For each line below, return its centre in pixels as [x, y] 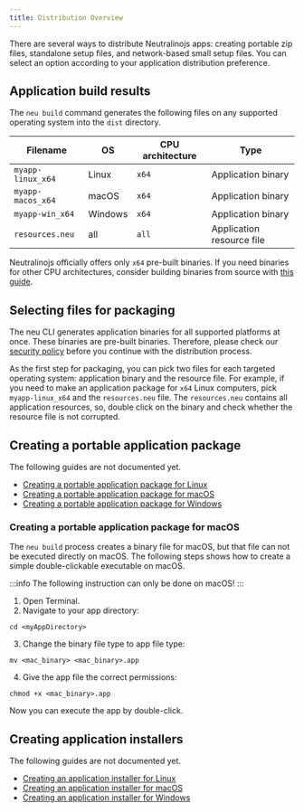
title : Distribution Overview [66, 18]
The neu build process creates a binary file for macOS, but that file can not [150, 547]
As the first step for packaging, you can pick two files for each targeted [142, 369]
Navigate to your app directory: [81, 610]
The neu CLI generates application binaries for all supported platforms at [145, 332]
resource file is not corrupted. [65, 417]
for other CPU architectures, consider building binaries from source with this [152, 272]
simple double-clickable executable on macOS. [97, 566]
